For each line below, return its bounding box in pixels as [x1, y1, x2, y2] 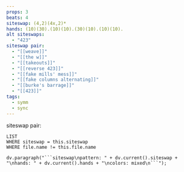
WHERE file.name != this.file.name [6, 144, 97, 150]
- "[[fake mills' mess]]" [12, 71, 78, 77]
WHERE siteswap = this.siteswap [6, 139, 88, 145]
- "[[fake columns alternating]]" [12, 77, 99, 83]
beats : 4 [6, 15, 29, 21]
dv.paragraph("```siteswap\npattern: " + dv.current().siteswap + [6, 154, 178, 161]
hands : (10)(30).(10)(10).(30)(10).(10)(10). [6, 26, 123, 32]
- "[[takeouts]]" [12, 60, 56, 66]
